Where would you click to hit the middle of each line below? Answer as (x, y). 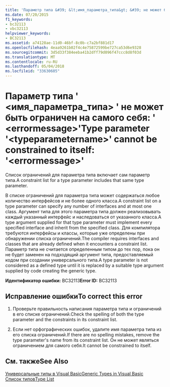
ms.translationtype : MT (30, 57)
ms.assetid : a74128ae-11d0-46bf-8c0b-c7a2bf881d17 (60, 43)
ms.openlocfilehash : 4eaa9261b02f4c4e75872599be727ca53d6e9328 (73, 48)
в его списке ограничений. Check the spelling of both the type (78, 314)
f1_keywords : (19, 19)
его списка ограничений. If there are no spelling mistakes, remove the (86, 334)
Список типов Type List (30, 379)
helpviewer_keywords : (28, 33)
